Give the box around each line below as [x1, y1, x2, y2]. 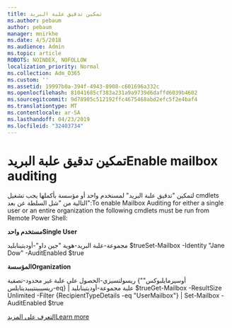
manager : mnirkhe [7, 30, 59, 38]
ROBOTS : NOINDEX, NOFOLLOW [7, 57, 87, 64]
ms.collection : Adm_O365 [7, 69, 81, 77]
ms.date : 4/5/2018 [7, 37, 62, 44]
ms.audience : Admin [7, 43, 65, 50]
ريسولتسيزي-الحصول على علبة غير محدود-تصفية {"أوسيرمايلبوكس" [7, 276, 186, 285]
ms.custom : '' [7, 76, 50, 84]
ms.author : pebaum [7, 17, 62, 24]
